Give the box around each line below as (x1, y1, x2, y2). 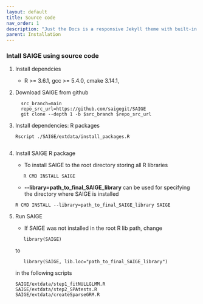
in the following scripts (15, 269, 72, 277)
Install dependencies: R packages (15, 122, 100, 130)
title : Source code (6, 15, 56, 21)
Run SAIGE (15, 213, 43, 220)
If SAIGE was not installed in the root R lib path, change (24, 224, 163, 232)
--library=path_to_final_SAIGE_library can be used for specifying (24, 184, 190, 192)
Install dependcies (15, 65, 61, 73)
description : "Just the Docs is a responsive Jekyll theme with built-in (6, 26, 198, 32)
